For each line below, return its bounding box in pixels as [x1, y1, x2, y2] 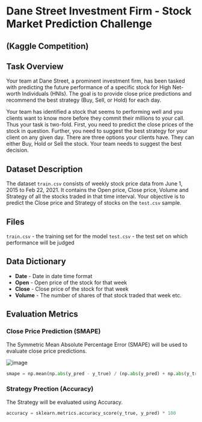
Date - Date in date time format [14, 272, 93, 279]
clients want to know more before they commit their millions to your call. [6, 114, 185, 122]
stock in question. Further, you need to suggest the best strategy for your [6, 128, 188, 135]
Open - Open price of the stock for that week [14, 279, 127, 286]
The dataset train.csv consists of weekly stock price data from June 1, [6, 180, 183, 187]
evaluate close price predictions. [6, 347, 87, 355]
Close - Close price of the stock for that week [14, 285, 129, 293]
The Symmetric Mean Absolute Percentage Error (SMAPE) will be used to [6, 341, 188, 348]
